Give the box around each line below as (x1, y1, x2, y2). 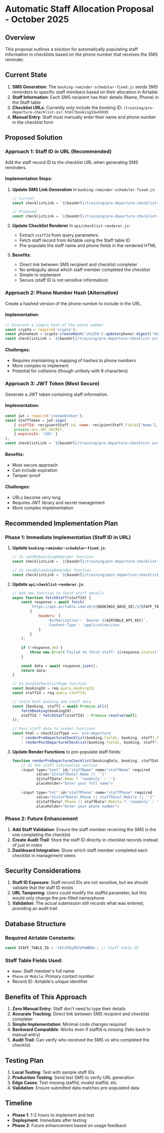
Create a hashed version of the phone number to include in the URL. (5, 300, 143, 306)
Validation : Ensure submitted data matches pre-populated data (12, 1085, 140, 1090)
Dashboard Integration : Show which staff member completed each (12, 847, 148, 853)
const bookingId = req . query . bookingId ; (12, 686, 96, 691)
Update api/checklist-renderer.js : (12, 581, 84, 587)
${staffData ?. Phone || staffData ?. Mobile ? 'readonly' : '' (36, 799, 161, 804)
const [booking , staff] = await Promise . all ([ (12, 703, 109, 709)
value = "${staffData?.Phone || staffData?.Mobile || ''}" (36, 794, 155, 799)
